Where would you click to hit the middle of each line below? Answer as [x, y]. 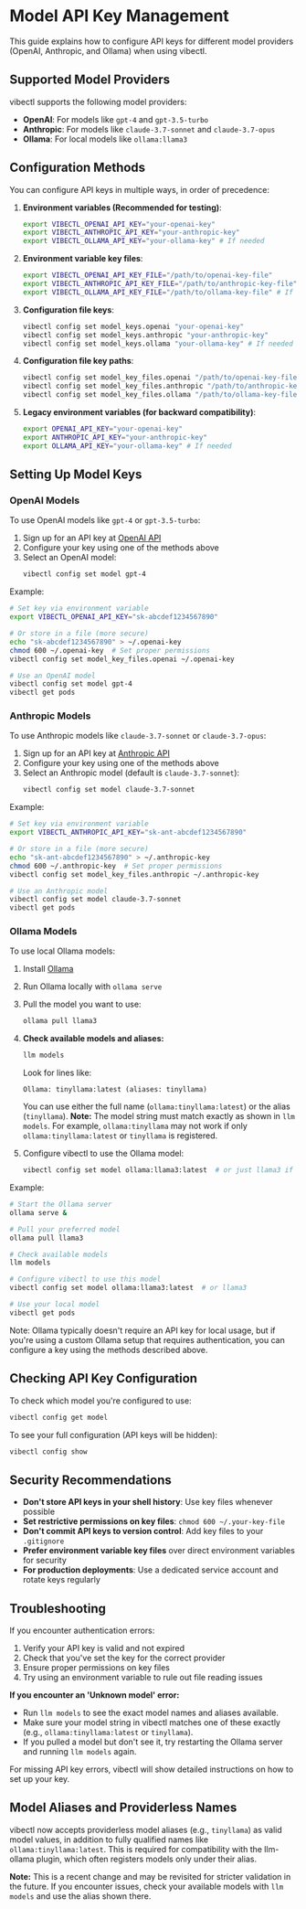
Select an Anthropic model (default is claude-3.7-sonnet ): [131, 773]
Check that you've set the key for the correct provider [124, 1658]
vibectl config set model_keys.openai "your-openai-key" [133, 326]
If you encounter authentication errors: [82, 1631]
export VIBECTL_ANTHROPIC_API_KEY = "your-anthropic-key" [131, 233]
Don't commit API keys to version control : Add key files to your [143, 1531]
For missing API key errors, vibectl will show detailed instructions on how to [152, 1769]
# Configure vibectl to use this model [85, 1280]
